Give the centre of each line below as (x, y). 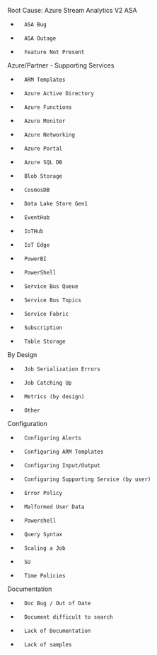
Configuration (28, 424)
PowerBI (36, 259)
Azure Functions (48, 107)
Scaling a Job (45, 548)
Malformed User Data (54, 507)
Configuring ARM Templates (64, 452)
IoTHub (34, 231)
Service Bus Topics (53, 300)
